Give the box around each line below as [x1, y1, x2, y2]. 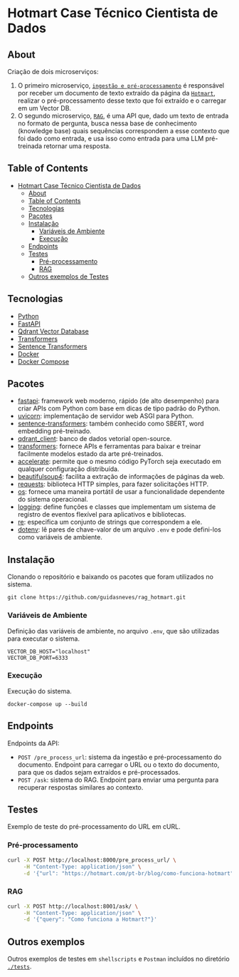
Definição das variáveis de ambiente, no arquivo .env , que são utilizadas [7, 626, 220, 635]
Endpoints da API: [7, 739, 60, 748]
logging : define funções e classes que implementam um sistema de [17, 502, 216, 511]
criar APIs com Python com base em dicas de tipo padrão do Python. [17, 404, 221, 413]
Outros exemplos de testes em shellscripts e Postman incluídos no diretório [7, 955, 230, 963]
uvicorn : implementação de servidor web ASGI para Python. [17, 412, 194, 420]
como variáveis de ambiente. [17, 533, 103, 542]
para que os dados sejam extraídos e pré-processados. [17, 767, 181, 776]
